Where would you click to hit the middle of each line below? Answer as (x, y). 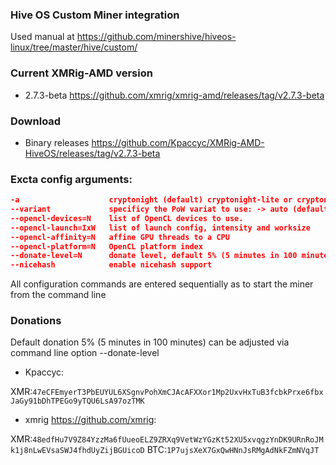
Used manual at (42, 37)
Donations (36, 321)
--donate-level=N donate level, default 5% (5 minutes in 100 (154, 256)
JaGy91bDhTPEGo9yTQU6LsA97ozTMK (77, 401)
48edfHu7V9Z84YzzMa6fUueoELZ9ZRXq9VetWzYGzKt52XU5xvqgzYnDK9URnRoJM (178, 440)
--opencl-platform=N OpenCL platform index (106, 246)
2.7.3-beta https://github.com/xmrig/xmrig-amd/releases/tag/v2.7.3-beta (174, 95)
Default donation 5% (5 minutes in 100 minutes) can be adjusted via (150, 342)
